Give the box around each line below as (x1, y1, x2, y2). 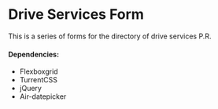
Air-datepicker (19, 92, 67, 101)
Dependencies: (8, 49, 60, 59)
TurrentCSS (19, 75, 57, 85)
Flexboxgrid (19, 67, 58, 76)
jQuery (19, 84, 42, 93)
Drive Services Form (8, 5, 144, 24)
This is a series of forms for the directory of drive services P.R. (8, 31, 212, 41)
